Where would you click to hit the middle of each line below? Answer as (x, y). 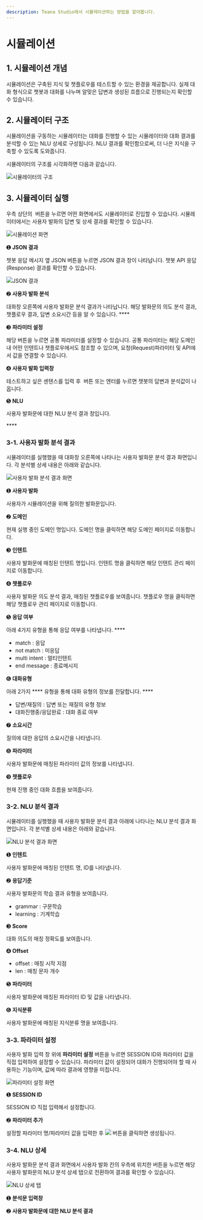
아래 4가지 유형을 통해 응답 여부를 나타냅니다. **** (66, 630)
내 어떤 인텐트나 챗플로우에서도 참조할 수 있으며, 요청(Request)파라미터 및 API (98, 348)
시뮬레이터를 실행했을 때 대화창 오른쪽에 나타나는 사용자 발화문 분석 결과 (91, 457)
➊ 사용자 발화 (22, 490)
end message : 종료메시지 (46, 665)
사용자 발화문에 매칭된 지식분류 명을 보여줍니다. (62, 1022)
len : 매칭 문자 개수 (37, 971)
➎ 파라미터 (19, 984)
